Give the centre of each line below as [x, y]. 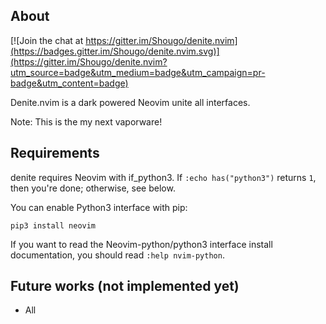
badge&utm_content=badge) [69, 83]
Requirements [55, 153]
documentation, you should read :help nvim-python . [117, 255]
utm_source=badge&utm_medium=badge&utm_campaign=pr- [138, 72]
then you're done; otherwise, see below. [93, 188]
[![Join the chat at [47, 40]
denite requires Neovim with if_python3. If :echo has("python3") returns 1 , [163, 177]
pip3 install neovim [53, 225]
